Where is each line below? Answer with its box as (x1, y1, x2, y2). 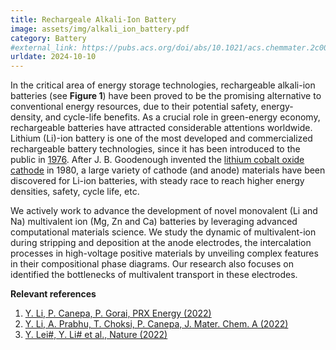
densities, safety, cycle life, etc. (10, 186, 140, 198)
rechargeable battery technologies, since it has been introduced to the (10, 143, 301, 155)
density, (10, 111, 43, 123)
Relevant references (10, 288, 97, 300)
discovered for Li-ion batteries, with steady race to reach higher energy (10, 175, 305, 187)
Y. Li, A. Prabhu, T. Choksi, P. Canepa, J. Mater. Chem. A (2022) (24, 318, 289, 330)
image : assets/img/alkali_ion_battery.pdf (10, 24, 190, 34)
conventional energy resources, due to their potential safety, (10, 101, 259, 113)
